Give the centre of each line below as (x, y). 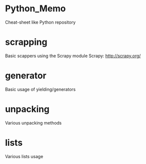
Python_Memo (36, 9)
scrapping (26, 42)
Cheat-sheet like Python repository (40, 22)
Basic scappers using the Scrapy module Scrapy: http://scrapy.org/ (73, 56)
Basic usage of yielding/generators (40, 89)
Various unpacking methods (34, 123)
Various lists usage (24, 156)
